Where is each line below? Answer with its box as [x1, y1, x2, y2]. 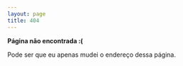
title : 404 [7, 17, 40, 24]
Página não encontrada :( [7, 36, 84, 45]
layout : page [7, 10, 46, 18]
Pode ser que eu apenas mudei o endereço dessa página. [7, 50, 176, 59]
